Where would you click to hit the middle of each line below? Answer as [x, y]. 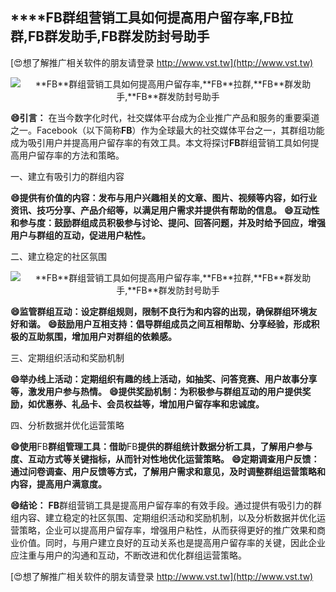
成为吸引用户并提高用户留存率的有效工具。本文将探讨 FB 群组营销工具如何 [160, 142]
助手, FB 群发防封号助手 [140, 36]
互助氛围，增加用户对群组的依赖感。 [102, 336]
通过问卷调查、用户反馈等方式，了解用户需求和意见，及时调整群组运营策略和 [168, 471]
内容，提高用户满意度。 [58, 484]
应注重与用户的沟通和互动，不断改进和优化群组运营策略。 [128, 555]
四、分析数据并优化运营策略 [67, 425]
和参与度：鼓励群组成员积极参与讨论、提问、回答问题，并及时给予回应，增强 [168, 222]
